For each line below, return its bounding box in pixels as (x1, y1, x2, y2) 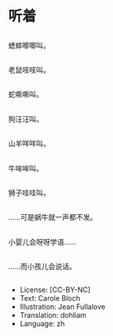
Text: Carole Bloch (19, 294, 81, 303)
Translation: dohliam (19, 311, 87, 320)
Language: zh (19, 319, 65, 329)
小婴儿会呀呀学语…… (8, 236, 77, 247)
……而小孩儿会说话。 (8, 262, 77, 272)
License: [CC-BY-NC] (19, 285, 91, 295)
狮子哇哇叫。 (8, 188, 50, 197)
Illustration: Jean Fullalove (19, 302, 106, 311)
